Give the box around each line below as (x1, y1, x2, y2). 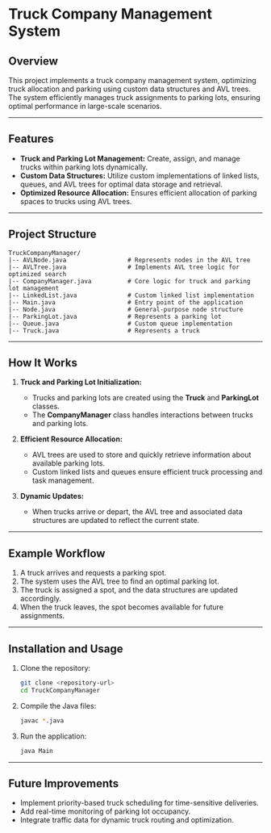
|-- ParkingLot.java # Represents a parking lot (8, 312, 222, 320)
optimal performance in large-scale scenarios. (8, 102, 163, 111)
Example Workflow (8, 546, 106, 560)
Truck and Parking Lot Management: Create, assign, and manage (19, 153, 240, 163)
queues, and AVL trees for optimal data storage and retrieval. (19, 179, 223, 189)
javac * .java (19, 716, 65, 725)
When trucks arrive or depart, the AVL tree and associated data (31, 507, 244, 517)
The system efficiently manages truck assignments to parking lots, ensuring (8, 93, 261, 102)
